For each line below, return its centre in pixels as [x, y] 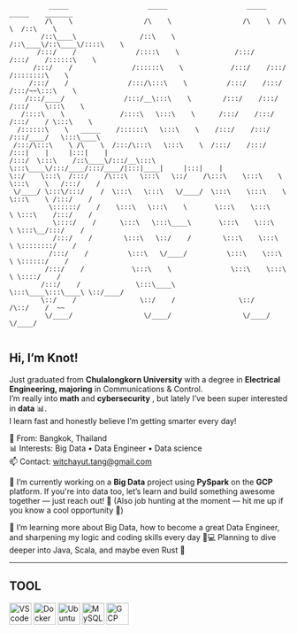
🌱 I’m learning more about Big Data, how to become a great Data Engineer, [145, 527]
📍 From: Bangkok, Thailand [58, 438]
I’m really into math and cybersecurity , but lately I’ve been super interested [148, 398]
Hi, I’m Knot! [44, 358]
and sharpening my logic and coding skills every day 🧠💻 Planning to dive [143, 537]
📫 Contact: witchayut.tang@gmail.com [81, 461]
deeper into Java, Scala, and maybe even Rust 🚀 [97, 550]
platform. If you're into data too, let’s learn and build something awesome [142, 491]
